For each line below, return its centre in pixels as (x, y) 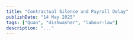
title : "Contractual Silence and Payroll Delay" (67, 11)
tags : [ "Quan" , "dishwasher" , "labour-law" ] (62, 22)
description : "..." (30, 28)
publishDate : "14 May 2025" (41, 17)
